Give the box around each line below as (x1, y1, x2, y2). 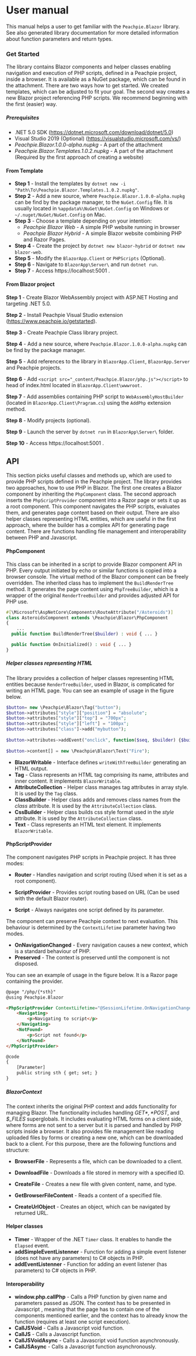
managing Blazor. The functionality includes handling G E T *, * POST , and (6, 1109, 180, 1116)
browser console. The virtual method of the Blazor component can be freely (6, 573, 188, 580)
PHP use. (6, 598, 29, 605)
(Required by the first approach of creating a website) (14, 153, 144, 161)
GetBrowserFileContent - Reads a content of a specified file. (14, 1191, 162, 1198)
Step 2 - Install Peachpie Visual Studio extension (6, 311, 123, 318)
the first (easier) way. (6, 101, 57, 108)
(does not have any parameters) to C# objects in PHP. (14, 1255, 144, 1262)
